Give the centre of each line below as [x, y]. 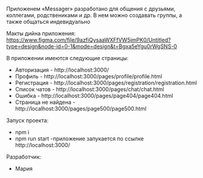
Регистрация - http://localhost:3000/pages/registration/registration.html [106, 83]
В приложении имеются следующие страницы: [68, 58]
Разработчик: [24, 157]
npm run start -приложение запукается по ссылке [79, 139]
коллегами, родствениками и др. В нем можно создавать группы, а [94, 15]
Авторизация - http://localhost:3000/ [62, 70]
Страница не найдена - [45, 102]
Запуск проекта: [28, 120]
